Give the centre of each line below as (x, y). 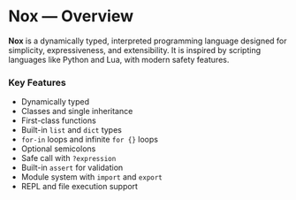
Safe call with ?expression (68, 158)
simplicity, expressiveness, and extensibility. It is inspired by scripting (135, 50)
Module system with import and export (91, 177)
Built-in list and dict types (72, 130)
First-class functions (58, 120)
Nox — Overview (71, 16)
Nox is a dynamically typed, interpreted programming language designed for (148, 41)
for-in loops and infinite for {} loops (89, 140)
